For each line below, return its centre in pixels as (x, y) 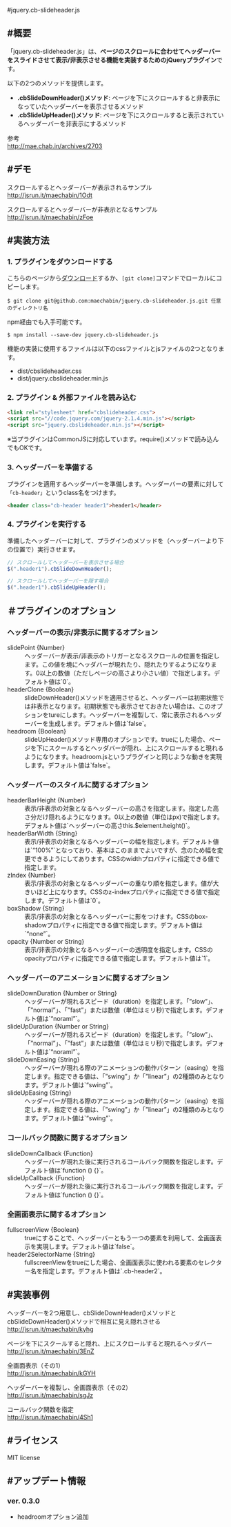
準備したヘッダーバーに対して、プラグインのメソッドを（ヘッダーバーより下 (115, 540)
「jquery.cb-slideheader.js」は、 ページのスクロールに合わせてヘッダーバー (114, 51)
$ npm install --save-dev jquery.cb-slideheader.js (83, 335)
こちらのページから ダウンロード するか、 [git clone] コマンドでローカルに (112, 278)
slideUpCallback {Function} (46, 1177)
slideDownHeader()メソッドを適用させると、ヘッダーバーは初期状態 (121, 697)
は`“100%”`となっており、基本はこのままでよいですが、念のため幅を (121, 850)
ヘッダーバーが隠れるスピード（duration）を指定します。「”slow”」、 (121, 1035)
